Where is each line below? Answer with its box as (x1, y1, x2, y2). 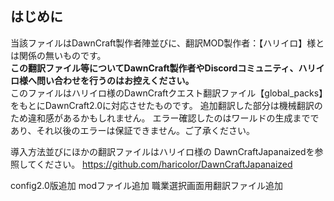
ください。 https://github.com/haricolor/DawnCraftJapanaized (36, 158, 293, 170)
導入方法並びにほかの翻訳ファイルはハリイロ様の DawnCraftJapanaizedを (10, 145, 315, 157)
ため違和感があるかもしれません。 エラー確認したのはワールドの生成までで (10, 112, 320, 124)
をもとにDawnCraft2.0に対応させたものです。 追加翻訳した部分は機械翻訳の (10, 99, 323, 111)
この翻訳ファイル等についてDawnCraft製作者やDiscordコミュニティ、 (10, 62, 299, 74)
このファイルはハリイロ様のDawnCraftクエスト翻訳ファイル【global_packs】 (10, 87, 324, 99)
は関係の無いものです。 (10, 49, 107, 61)
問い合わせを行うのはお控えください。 (36, 74, 195, 86)
